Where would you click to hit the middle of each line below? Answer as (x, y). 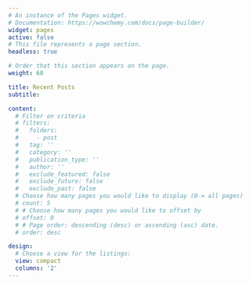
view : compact (38, 261)
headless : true (33, 52)
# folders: (36, 131)
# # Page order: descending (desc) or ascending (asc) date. (117, 225)
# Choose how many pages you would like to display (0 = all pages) (129, 196)
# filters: (33, 123)
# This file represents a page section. (75, 45)
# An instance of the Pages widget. (68, 15)
